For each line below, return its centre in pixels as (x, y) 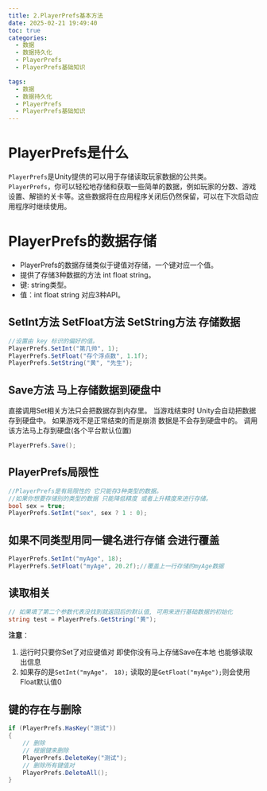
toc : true (25, 30)
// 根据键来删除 (46, 750)
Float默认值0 (41, 682)
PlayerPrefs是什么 (69, 153)
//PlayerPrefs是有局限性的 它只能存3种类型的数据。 (85, 491)
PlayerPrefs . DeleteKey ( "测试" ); (75, 758)
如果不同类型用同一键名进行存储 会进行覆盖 (114, 540)
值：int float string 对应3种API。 (72, 295)
